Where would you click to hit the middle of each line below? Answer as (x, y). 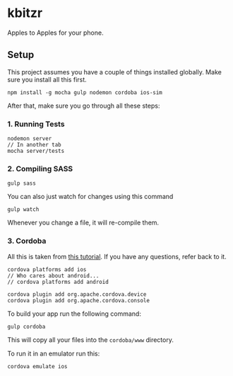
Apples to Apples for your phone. (55, 33)
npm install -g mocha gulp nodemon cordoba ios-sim (85, 92)
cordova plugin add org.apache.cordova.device (77, 294)
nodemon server (30, 139)
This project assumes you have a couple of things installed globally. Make (115, 72)
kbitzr (25, 13)
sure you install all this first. (47, 79)
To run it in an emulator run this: (54, 353)
